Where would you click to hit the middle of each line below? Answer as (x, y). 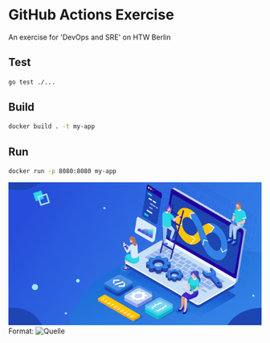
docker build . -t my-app (51, 126)
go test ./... (32, 82)
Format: (21, 331)
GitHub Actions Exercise (91, 15)
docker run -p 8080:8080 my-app (62, 171)
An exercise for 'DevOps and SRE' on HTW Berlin (90, 37)
